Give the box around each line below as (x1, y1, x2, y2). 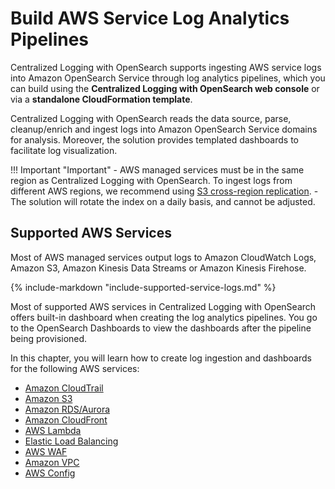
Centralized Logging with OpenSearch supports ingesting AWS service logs (10, 61, 322, 73)
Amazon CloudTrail (24, 382, 104, 394)
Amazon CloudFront (24, 413, 108, 426)
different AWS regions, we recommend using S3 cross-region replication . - (10, 185, 319, 197)
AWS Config (24, 467, 76, 479)
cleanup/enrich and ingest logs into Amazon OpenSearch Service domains (10, 123, 318, 135)
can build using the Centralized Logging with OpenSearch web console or (10, 82, 320, 94)
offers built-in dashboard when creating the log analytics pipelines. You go (10, 311, 318, 323)
